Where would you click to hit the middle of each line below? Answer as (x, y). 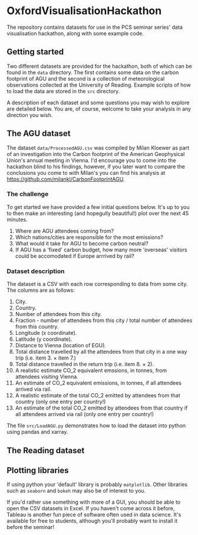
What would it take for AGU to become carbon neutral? (82, 243)
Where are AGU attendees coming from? (65, 231)
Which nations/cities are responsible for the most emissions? (89, 237)
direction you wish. (30, 115)
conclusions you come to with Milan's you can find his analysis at (86, 172)
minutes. (17, 220)
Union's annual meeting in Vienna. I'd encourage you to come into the (91, 160)
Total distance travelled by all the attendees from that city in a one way (101, 352)
